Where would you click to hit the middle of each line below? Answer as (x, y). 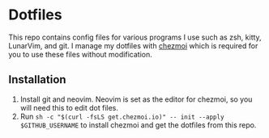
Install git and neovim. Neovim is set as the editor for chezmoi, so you (136, 99)
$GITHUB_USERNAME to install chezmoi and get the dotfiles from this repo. (138, 125)
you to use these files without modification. (80, 54)
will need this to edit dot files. (69, 107)
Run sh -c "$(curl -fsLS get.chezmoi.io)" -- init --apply (122, 116)
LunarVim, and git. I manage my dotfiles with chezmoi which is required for (133, 45)
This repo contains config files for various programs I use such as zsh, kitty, (135, 37)
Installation (37, 79)
